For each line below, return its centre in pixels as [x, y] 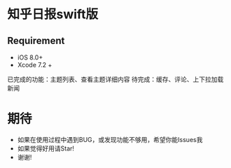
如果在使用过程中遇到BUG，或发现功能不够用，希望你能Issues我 [110, 139]
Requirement [36, 40]
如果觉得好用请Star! [46, 148]
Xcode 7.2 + [35, 65]
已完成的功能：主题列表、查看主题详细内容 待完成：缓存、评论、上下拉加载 [115, 79]
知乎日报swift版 [53, 14]
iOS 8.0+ [30, 57]
